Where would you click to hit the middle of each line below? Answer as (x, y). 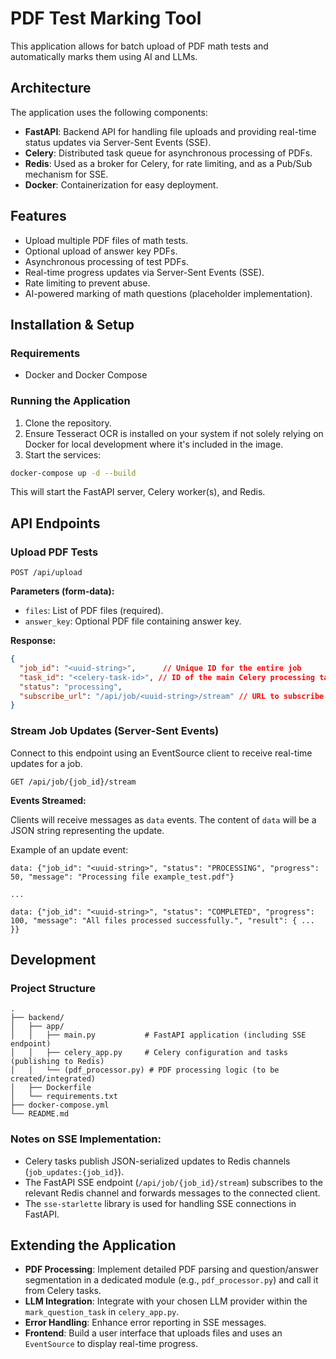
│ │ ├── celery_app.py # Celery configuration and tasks (149, 1053)
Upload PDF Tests (54, 552)
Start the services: (63, 454)
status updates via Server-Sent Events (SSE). (118, 142)
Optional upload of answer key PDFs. (101, 251)
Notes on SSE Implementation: (86, 1139)
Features (38, 216)
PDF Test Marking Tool (106, 18)
